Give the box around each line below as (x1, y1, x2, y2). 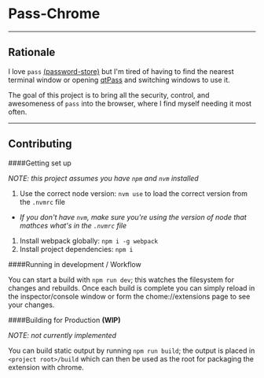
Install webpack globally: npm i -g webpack (19, 235, 159, 245)
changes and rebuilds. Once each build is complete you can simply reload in (8, 283, 255, 292)
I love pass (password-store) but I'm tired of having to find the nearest (8, 66, 234, 76)
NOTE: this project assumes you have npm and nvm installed (8, 173, 199, 183)
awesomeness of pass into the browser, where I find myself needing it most (8, 98, 252, 108)
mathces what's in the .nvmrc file (19, 220, 127, 230)
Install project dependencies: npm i (19, 244, 134, 254)
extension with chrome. (8, 362, 84, 372)
